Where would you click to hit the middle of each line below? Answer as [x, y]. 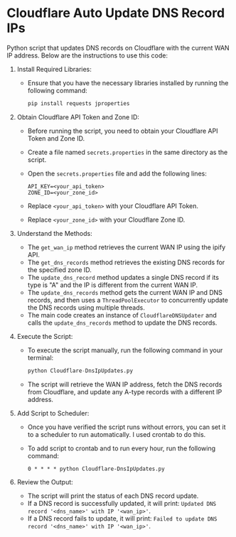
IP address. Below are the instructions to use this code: [87, 55]
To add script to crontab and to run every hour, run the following [122, 448]
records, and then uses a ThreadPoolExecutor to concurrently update [128, 300]
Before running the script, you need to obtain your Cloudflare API [123, 131]
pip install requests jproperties [79, 103]
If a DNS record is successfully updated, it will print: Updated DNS [122, 503]
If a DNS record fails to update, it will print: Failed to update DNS [122, 518]
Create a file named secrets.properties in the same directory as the [128, 152]
